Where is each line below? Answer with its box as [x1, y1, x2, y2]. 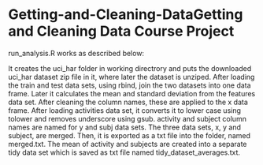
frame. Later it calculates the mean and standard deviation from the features [8, 88, 256, 98]
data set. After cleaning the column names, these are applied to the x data [8, 97, 248, 107]
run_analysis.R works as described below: [8, 48, 144, 58]
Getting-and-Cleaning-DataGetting [8, 6, 243, 24]
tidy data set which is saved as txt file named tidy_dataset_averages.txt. [8, 148, 241, 157]
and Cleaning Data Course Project [8, 22, 235, 40]
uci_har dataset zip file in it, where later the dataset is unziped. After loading [8, 72, 255, 81]
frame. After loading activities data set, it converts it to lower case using [8, 105, 242, 115]
